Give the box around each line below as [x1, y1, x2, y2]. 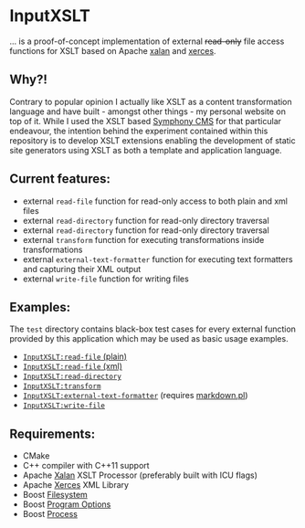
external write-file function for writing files [22, 273, 189, 284]
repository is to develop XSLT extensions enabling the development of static [9, 134, 297, 146]
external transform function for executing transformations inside [22, 234, 265, 245]
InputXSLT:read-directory [22, 372, 121, 382]
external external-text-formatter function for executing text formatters [22, 253, 294, 265]
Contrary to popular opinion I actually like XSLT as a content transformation [9, 96, 292, 107]
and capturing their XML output [22, 263, 142, 274]
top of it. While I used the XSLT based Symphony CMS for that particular [9, 115, 281, 126]
